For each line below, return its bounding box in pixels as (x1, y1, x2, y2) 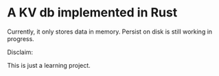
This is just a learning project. (7, 61, 91, 69)
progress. (7, 34, 34, 42)
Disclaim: (7, 48, 33, 56)
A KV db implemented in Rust (7, 5, 178, 21)
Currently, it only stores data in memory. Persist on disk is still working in (7, 27, 213, 36)
